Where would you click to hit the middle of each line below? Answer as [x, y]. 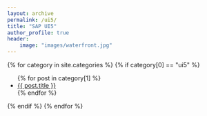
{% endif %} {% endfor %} [45, 106]
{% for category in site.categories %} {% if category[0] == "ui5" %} [103, 65]
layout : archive [30, 13]
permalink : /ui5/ [32, 20]
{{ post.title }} [37, 85]
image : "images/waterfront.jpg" [66, 45]
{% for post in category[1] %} [59, 78]
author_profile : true [38, 33]
